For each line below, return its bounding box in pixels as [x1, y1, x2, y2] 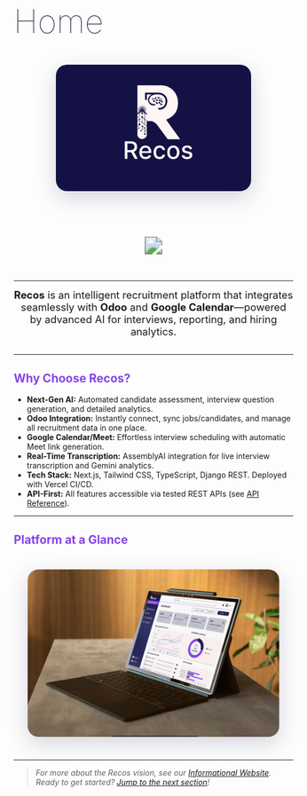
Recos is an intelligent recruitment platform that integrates [13, 288, 294, 302]
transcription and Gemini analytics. [26, 461, 154, 471]
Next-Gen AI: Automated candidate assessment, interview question [26, 394, 275, 405]
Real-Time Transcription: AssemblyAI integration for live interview [26, 451, 271, 461]
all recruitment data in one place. [26, 422, 147, 433]
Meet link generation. [26, 441, 105, 453]
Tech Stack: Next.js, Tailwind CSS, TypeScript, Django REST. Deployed [26, 469, 287, 480]
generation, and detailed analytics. [26, 404, 153, 414]
